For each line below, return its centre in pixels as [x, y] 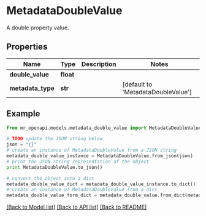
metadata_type [32, 88]
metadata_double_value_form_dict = [52, 196]
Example [23, 114]
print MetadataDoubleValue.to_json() [55, 167]
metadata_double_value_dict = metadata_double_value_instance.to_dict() [101, 184]
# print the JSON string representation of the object [78, 162]
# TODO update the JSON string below [55, 139]
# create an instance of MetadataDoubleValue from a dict [82, 190]
